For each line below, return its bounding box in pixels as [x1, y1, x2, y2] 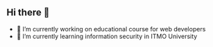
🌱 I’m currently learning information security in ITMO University [16, 32, 198, 40]
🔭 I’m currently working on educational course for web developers [16, 25, 206, 33]
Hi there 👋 [6, 7, 50, 18]
